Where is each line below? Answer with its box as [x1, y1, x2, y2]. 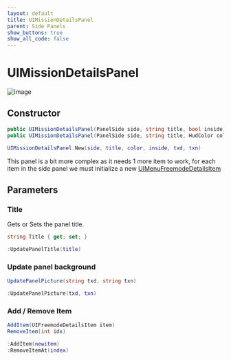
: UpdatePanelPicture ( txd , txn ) [7, 290, 97, 297]
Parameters [7, 184, 58, 195]
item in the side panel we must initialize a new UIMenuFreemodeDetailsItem [7, 164, 221, 172]
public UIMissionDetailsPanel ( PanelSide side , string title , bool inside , [7, 125, 226, 132]
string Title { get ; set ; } [7, 234, 88, 241]
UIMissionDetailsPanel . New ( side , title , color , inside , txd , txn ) [7, 145, 201, 152]
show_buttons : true [7, 29, 63, 36]
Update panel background [7, 262, 96, 272]
